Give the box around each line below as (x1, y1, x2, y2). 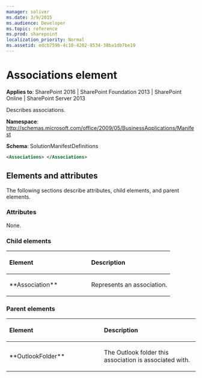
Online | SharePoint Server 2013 (6, 94, 85, 102)
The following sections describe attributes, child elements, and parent (6, 187, 179, 194)
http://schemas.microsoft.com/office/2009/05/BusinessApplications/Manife (6, 124, 194, 131)
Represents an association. (91, 280, 167, 289)
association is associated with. (104, 356, 191, 364)
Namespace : (6, 118, 39, 125)
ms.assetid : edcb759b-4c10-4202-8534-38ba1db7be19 (6, 43, 136, 49)
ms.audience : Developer (6, 20, 66, 26)
